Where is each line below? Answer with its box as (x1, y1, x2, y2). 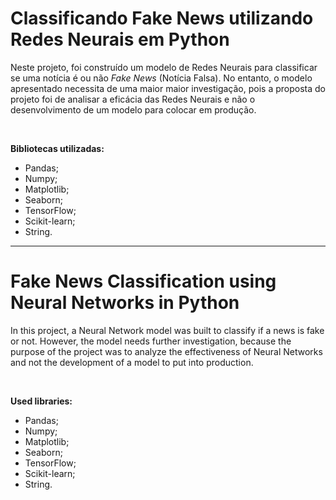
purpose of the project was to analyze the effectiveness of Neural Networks (10, 345, 323, 357)
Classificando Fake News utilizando (10, 7, 314, 30)
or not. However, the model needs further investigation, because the (10, 335, 292, 347)
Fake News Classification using (10, 270, 277, 293)
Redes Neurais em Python (10, 28, 230, 51)
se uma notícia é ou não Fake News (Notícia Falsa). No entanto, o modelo (10, 72, 313, 84)
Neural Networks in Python (10, 292, 240, 314)
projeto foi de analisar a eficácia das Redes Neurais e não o (10, 93, 256, 105)
